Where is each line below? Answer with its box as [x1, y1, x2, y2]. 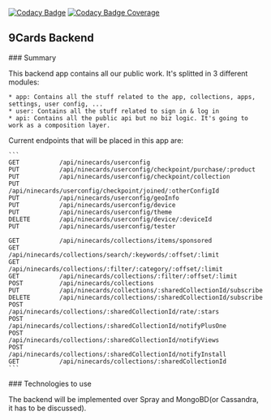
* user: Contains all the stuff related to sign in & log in [8, 106, 220, 115]
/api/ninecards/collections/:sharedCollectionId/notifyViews [8, 336, 220, 344]
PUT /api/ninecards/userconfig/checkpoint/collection [8, 172, 230, 180]
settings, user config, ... [8, 100, 104, 108]
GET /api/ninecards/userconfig [8, 158, 151, 167]
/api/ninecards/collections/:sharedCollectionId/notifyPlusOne [8, 322, 227, 330]
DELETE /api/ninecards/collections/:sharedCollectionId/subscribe [8, 293, 264, 301]
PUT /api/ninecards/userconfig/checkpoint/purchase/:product [8, 165, 256, 174]
